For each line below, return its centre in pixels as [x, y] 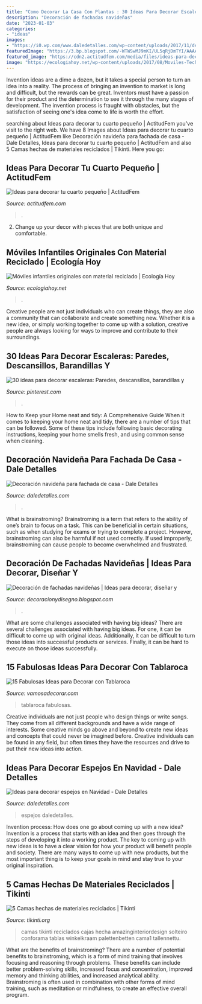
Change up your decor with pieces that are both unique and [89, 227]
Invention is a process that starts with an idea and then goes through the [96, 833]
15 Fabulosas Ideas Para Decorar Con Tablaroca [97, 667]
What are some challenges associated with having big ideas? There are [94, 622]
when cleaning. [25, 441]
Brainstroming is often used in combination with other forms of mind [91, 982]
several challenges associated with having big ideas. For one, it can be [94, 629]
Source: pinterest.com [34, 392]
